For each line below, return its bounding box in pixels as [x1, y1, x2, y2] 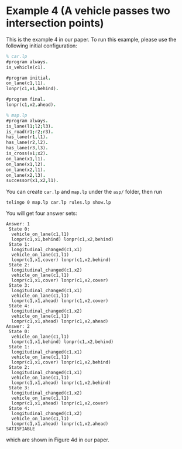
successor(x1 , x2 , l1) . [6, 177, 59, 184]
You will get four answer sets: [6, 210, 78, 217]
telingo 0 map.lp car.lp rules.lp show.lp [6, 200, 111, 205]
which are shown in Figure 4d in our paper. [6, 436, 109, 443]
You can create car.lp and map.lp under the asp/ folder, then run [6, 188, 163, 196]
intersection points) [6, 16, 104, 30]
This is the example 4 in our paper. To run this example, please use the [6, 36, 177, 43]
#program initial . [6, 75, 51, 81]
